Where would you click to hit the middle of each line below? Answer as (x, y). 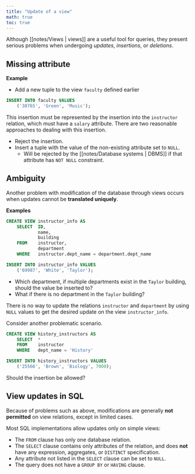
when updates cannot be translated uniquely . (62, 199)
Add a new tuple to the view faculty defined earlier (77, 90)
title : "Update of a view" (39, 11)
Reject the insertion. (39, 141)
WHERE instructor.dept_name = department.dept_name (84, 254)
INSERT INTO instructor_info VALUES (51, 265)
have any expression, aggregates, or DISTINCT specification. (87, 452)
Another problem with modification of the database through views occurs (95, 193)
